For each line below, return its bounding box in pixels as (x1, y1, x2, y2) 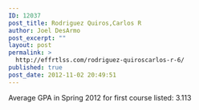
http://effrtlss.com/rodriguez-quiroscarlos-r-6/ (15, 57, 185, 65)
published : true (8, 64, 63, 72)
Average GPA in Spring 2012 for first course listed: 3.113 (8, 92, 192, 102)
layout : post (8, 41, 52, 49)
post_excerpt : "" (8, 33, 67, 42)
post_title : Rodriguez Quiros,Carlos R (8, 19, 142, 27)
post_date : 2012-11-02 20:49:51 (8, 71, 116, 79)
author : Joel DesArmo (8, 26, 81, 34)
